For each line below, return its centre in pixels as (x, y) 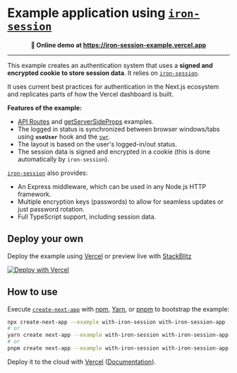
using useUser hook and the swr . (64, 137)
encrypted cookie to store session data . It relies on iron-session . (103, 73)
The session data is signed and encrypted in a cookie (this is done (114, 151)
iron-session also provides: (48, 173)
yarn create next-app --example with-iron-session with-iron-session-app (118, 335)
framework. (34, 194)
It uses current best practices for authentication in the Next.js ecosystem (113, 86)
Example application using (86, 13)
